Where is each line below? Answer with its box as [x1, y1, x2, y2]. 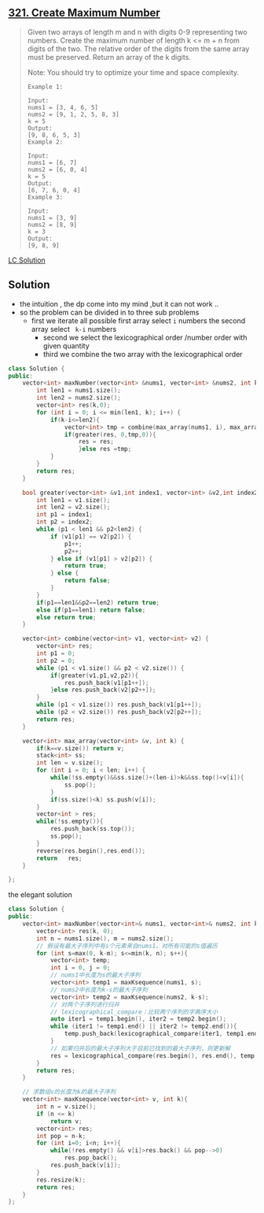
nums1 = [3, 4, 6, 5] [27, 103, 98, 111]
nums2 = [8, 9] [27, 221, 78, 229]
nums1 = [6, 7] [27, 158, 78, 166]
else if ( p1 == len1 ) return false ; [36, 606, 146, 614]
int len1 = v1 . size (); [36, 496, 111, 504]
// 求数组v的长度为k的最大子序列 [22, 1088, 116, 1096]
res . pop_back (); [64, 1154, 118, 1162]
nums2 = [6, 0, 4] [27, 166, 88, 173]
